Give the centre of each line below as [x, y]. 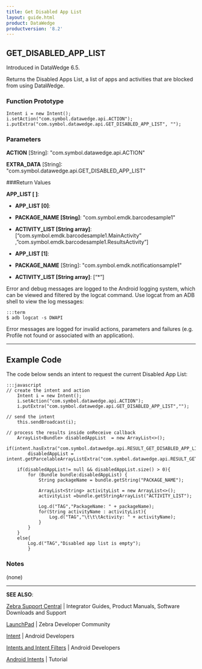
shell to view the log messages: [45, 301]
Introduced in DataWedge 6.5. [43, 68]
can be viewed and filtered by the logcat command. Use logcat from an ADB [101, 295]
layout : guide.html [31, 17]
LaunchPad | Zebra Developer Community [58, 624]
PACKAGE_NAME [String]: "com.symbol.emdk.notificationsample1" [98, 265]
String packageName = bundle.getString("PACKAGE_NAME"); [111, 480]
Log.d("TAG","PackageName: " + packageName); [96, 507]
